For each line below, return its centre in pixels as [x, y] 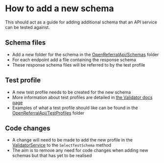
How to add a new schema [59, 9]
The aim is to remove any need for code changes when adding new [80, 150]
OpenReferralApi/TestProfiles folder [48, 113]
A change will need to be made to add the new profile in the [72, 140]
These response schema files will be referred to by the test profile [79, 65]
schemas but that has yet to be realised [52, 156]
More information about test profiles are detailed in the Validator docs [82, 97]
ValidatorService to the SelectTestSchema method [62, 145]
